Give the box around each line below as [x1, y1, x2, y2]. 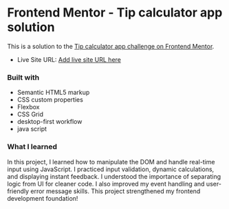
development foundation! [7, 194, 78, 202]
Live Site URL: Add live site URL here [17, 55, 122, 63]
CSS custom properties [17, 96, 84, 104]
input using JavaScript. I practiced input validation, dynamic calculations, [7, 165, 215, 173]
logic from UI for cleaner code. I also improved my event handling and [7, 179, 205, 188]
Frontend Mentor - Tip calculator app [7, 5, 223, 21]
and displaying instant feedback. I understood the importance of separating [7, 172, 221, 180]
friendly [7, 187, 30, 195]
